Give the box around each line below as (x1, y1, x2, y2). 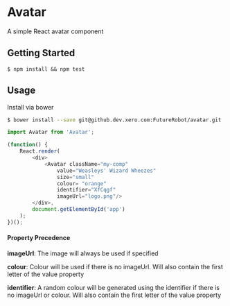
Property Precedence (7, 234, 71, 242)
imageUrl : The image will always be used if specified (7, 249, 159, 257)
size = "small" (56, 173, 95, 180)
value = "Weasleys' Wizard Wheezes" (56, 167, 157, 174)
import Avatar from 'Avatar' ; (7, 129, 95, 136)
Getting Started (7, 47, 76, 59)
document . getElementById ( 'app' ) (32, 206, 126, 213)
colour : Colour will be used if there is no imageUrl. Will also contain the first (7, 262, 224, 271)
